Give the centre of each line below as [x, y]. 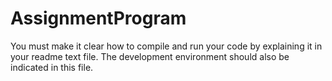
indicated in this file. [52, 67]
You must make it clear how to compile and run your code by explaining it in [166, 46]
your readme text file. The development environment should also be [150, 56]
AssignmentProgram [98, 18]
